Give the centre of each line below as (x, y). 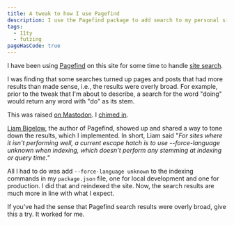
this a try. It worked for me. (46, 214)
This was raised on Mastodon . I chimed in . (68, 115)
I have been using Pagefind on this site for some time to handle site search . (115, 66)
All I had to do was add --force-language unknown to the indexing (100, 171)
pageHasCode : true (34, 46)
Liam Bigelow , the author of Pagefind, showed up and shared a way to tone (115, 128)
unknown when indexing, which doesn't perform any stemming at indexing (115, 150)
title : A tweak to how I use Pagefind (63, 14)
